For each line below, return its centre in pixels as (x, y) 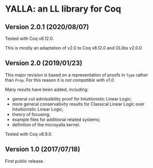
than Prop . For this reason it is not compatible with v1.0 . (60, 80)
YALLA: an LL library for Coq (63, 9)
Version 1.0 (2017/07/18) (43, 149)
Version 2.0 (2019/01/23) (44, 63)
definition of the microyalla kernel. (46, 124)
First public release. (25, 161)
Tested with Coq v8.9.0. (29, 134)
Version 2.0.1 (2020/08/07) (47, 27)
